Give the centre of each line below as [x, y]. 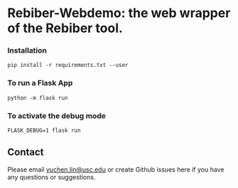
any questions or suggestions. [52, 177]
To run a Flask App [40, 83]
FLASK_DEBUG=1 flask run [44, 131]
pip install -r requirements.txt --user [68, 66]
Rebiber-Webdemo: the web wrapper [119, 13]
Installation [27, 51]
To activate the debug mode [57, 115]
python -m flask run [38, 98]
